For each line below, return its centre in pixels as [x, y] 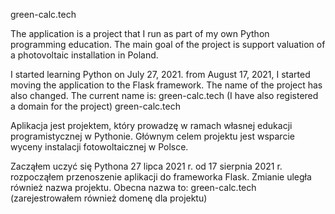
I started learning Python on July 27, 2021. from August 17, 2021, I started [160, 74]
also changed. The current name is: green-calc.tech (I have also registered [164, 95]
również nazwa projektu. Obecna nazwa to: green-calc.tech [133, 187]
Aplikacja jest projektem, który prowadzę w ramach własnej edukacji [151, 125]
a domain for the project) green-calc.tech [95, 106]
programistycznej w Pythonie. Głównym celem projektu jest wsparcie [152, 136]
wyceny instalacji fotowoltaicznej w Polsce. [99, 147]
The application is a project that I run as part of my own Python [140, 33]
